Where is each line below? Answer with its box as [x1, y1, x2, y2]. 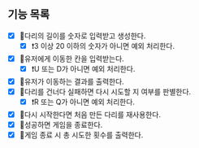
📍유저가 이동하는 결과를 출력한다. [19, 76, 125, 86]
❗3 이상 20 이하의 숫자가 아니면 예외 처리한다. [31, 41, 175, 50]
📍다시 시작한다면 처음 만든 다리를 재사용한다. [19, 110, 162, 120]
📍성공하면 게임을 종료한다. [19, 120, 103, 130]
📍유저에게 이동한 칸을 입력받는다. [19, 54, 125, 63]
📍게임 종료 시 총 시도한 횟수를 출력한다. [19, 130, 144, 140]
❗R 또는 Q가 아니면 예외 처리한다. [31, 97, 136, 107]
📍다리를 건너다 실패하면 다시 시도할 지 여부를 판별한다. [19, 87, 192, 96]
